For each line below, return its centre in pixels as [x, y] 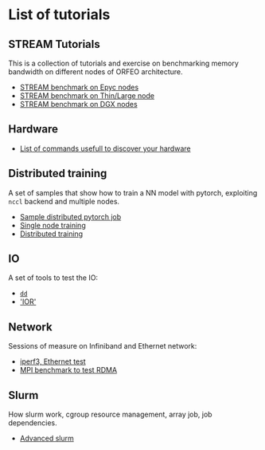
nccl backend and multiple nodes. [64, 201]
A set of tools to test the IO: [53, 278]
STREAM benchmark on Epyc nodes [79, 87]
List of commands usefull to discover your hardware [105, 148]
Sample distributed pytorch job [70, 216]
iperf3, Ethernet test [53, 361]
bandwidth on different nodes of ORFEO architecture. [95, 72]
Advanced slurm [47, 438]
